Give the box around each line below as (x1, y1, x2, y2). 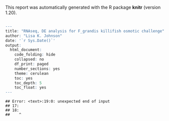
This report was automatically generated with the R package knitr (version (5, 5, 161, 10)
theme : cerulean (14, 71, 49, 76)
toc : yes (14, 75, 33, 80)
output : (5, 43, 22, 48)
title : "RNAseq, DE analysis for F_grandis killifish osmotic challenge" (5, 28, 165, 33)
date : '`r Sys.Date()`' (5, 38, 56, 43)
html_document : (10, 48, 42, 53)
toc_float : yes (14, 85, 47, 90)
